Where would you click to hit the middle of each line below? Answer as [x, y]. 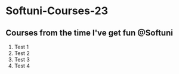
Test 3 [22, 59]
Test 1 [21, 47]
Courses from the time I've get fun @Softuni [89, 33]
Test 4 [22, 66]
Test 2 [22, 53]
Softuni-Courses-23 [57, 11]
